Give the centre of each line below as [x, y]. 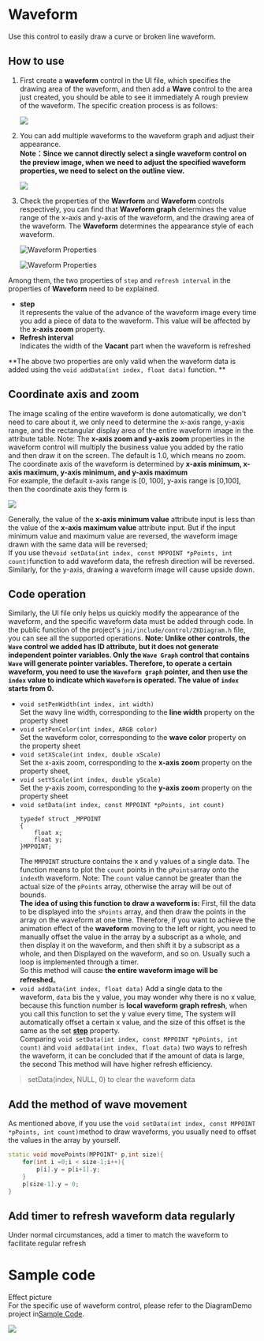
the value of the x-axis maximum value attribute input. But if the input [122, 528]
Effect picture [30, 1298]
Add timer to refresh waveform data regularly [122, 1216]
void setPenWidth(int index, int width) [87, 704]
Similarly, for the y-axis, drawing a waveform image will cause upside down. [131, 569]
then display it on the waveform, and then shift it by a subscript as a [130, 945]
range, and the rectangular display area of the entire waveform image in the [131, 430]
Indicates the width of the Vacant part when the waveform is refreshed [135, 346]
